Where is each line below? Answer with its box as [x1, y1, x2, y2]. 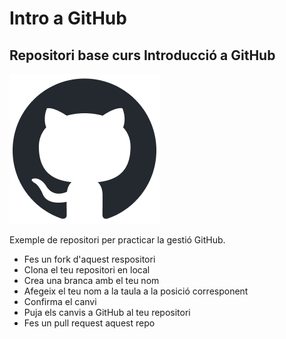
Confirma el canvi [23, 296, 97, 307]
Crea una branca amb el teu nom [23, 275, 160, 286]
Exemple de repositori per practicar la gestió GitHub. [9, 234, 226, 246]
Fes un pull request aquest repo [23, 317, 156, 329]
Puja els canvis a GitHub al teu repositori [23, 307, 191, 318]
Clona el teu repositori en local [23, 264, 151, 276]
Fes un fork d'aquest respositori [23, 253, 156, 265]
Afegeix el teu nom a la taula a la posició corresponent [23, 285, 249, 297]
